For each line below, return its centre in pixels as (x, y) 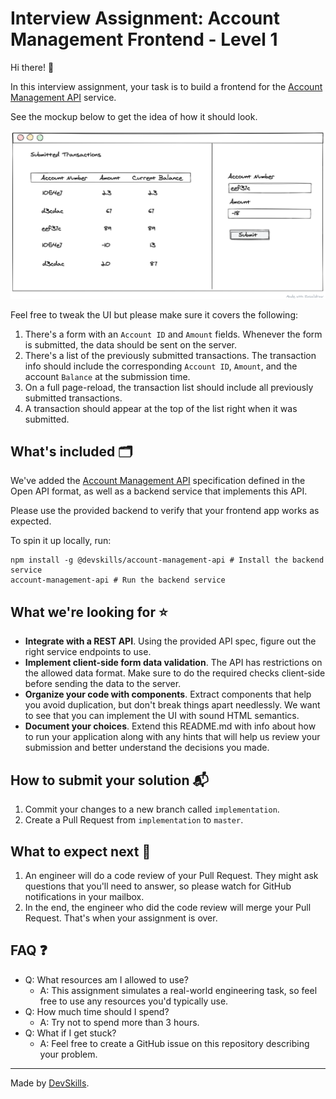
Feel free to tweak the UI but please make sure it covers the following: (154, 314)
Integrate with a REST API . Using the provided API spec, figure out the (170, 641)
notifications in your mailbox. (84, 896)
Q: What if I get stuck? (70, 1033)
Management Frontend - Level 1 (144, 39)
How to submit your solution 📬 (109, 780)
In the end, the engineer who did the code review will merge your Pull (168, 907)
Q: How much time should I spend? (97, 1011)
